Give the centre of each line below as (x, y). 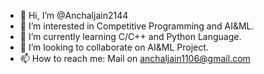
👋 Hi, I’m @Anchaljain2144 (74, 15)
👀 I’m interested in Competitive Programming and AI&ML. (137, 26)
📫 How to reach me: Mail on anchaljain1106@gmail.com (135, 58)
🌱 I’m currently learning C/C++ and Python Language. (130, 36)
